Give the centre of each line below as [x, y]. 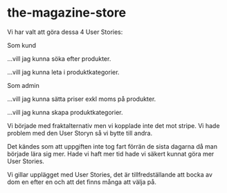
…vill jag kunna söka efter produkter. [59, 58]
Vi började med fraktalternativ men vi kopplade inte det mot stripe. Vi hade [113, 125]
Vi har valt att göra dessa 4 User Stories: [65, 32]
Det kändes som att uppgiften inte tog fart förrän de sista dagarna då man [112, 146]
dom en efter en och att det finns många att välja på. [82, 182]
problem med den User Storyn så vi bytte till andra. [80, 133]
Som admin [23, 85]
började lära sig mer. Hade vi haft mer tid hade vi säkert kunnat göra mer [111, 154]
